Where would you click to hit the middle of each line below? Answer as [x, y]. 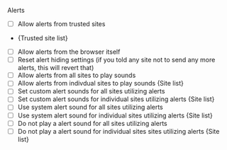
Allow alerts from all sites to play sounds [77, 75]
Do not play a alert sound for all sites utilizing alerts [93, 123]
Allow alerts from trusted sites [61, 24]
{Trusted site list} [43, 38]
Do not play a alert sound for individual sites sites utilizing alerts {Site [118, 131]
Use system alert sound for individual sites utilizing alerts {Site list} [115, 115]
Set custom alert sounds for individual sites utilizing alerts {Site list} [116, 99]
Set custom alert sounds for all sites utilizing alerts [91, 91]
